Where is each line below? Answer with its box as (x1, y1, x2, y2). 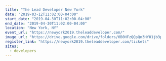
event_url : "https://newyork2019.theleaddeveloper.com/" (5, 30, 125, 35)
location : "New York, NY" (5, 26, 58, 30)
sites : (5, 44, 19, 49)
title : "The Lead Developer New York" (5, 7, 85, 12)
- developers (9, 48, 37, 53)
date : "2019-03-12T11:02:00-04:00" (5, 12, 79, 17)
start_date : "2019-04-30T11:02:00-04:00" (5, 16, 92, 21)
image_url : (5, 35, 28, 40)
